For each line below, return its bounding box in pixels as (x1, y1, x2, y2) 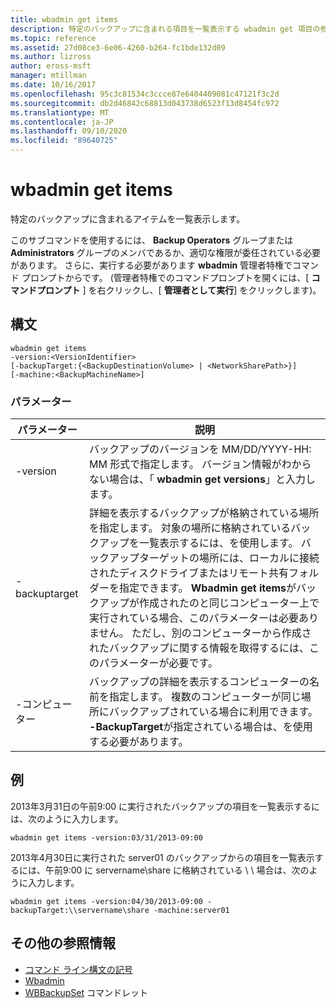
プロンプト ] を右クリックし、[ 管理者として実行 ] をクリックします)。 (36, 284, 322, 296)
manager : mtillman (10, 71, 87, 81)
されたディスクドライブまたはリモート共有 (89, 566, 289, 580)
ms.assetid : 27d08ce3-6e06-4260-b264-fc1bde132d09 (10, 42, 226, 53)
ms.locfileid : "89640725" (10, 136, 118, 146)
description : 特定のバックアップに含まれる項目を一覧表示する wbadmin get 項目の (10, 24, 321, 34)
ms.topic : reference (10, 33, 97, 43)
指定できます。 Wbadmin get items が (119, 581, 297, 595)
